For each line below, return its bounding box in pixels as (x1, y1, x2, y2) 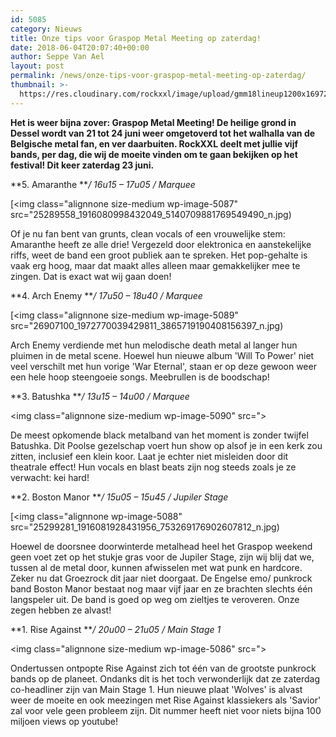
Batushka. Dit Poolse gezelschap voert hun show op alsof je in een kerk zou (10, 439, 323, 451)
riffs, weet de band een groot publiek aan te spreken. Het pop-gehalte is (10, 249, 308, 261)
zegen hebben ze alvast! (10, 604, 112, 616)
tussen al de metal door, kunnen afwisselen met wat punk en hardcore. (10, 561, 303, 573)
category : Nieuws (10, 24, 83, 34)
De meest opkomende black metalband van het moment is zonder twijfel (10, 429, 309, 441)
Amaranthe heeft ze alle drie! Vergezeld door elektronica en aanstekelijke (10, 238, 312, 250)
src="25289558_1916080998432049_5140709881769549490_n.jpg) (10, 208, 292, 220)
